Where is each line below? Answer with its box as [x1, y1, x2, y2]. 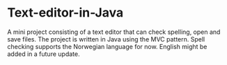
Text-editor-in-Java [7, 5, 124, 21]
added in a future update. [7, 50, 80, 58]
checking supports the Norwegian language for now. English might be [7, 42, 208, 50]
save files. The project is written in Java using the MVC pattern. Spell [7, 35, 205, 43]
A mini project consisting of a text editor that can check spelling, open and [7, 28, 221, 36]
